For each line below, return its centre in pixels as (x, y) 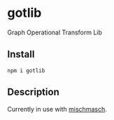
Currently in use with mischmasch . (57, 109)
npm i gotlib (26, 71)
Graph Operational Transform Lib (55, 32)
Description (33, 92)
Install (21, 54)
